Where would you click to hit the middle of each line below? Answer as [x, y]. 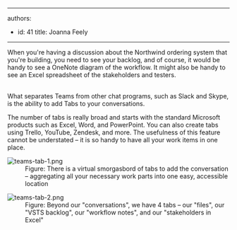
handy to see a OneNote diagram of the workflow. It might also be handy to [116, 67]
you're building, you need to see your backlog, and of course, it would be [114, 60]
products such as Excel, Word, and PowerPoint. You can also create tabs [113, 125]
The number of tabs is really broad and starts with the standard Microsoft [114, 117]
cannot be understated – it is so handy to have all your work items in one [113, 140]
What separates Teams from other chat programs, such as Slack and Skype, [118, 96]
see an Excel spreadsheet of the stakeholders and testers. [92, 75]
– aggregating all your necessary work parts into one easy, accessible [126, 176]
